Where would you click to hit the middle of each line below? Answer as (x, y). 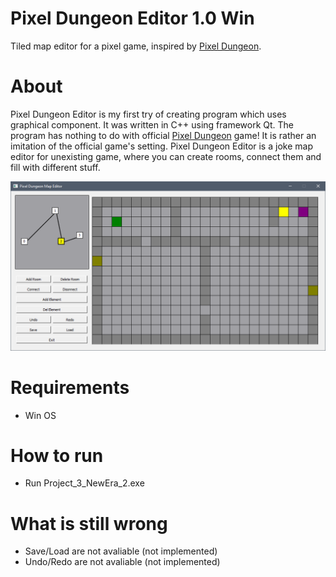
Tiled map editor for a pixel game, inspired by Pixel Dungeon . (136, 46)
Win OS (40, 415)
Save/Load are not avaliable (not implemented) (121, 551)
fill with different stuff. (55, 167)
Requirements (70, 387)
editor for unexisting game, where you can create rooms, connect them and (166, 156)
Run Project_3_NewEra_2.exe (84, 483)
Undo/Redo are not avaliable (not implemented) (122, 562)
